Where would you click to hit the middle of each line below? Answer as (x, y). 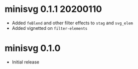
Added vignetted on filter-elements (50, 28)
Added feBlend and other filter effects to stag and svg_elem (72, 23)
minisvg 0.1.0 (33, 48)
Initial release (25, 62)
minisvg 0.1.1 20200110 (53, 9)
